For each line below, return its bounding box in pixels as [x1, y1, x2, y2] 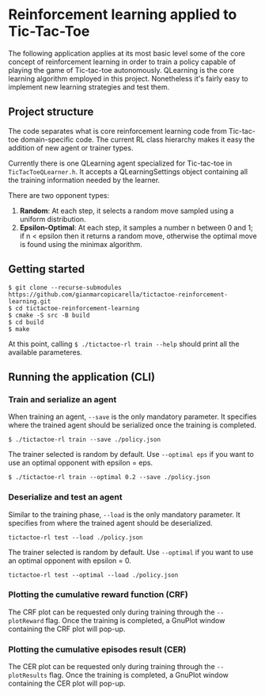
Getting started [8, 263, 85, 276]
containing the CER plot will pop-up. [8, 679, 126, 688]
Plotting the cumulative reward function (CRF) [8, 589, 188, 600]
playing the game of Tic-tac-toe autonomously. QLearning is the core [8, 65, 235, 74]
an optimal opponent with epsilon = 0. [8, 556, 132, 565]
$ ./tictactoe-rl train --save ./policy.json [8, 435, 161, 444]
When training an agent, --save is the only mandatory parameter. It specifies [8, 412, 257, 421]
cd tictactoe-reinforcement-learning [15, 304, 140, 312]
